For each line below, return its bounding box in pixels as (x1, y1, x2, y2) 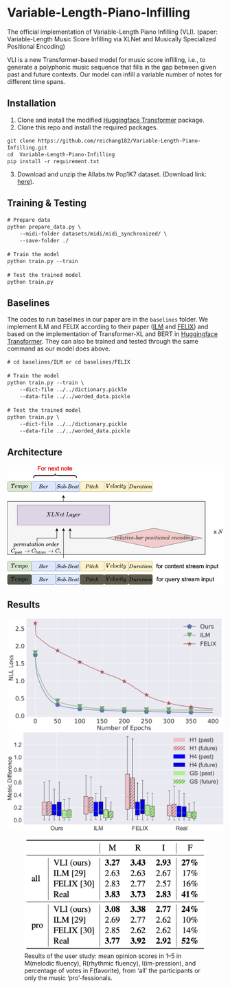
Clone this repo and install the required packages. (16, 123, 159, 132)
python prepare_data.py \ (7, 223, 81, 230)
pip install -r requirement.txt (7, 158, 100, 165)
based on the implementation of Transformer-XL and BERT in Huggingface (7, 330, 218, 338)
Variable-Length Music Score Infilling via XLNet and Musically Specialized (7, 34, 216, 43)
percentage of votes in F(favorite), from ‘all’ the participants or (24, 966, 201, 975)
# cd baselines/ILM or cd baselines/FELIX (7, 359, 130, 366)
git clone (7, 137, 36, 144)
